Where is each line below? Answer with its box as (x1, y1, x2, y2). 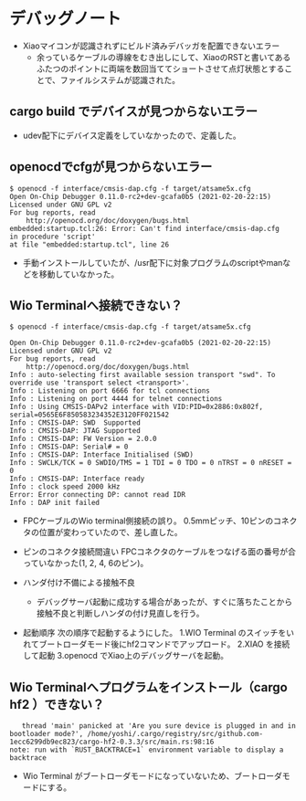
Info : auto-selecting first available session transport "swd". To (9, 371, 276, 380)
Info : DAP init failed (9, 499, 100, 508)
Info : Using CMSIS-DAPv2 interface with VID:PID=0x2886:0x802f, (9, 403, 263, 412)
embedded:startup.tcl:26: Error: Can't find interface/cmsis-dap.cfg (9, 224, 280, 233)
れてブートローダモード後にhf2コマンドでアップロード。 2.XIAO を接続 (22, 638, 290, 649)
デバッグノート (9, 8, 121, 29)
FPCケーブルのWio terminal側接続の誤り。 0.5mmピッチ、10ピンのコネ (22, 515, 290, 526)
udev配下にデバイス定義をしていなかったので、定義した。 (22, 130, 242, 141)
